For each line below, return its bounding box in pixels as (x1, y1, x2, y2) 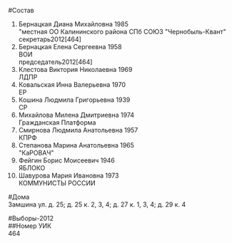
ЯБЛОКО (18, 164, 46, 172)
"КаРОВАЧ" (18, 149, 54, 157)
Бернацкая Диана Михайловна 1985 (18, 20, 129, 28)
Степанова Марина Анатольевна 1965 (18, 141, 135, 149)
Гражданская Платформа (18, 118, 96, 127)
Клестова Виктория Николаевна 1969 (18, 66, 133, 73)
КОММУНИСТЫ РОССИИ (18, 179, 96, 187)
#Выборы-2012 (8, 214, 54, 222)
